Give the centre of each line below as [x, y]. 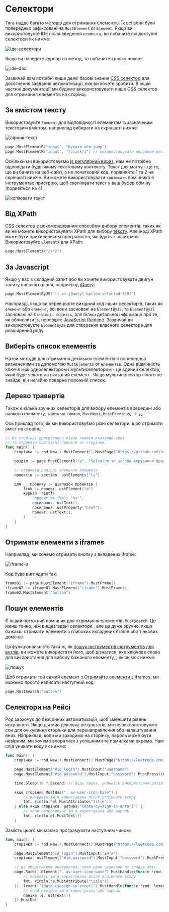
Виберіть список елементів [51, 346]
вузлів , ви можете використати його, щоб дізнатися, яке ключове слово [83, 652]
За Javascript [27, 267]
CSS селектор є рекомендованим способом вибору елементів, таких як [83, 226]
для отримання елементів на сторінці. [46, 94]
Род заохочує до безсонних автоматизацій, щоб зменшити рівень [76, 719]
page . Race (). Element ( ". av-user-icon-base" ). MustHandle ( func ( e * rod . [89, 872]
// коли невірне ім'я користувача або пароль [72, 891]
